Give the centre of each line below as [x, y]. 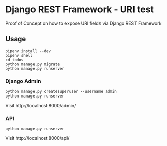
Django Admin [23, 81]
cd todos [14, 60]
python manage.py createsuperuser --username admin [61, 92]
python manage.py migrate [32, 64]
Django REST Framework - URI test [79, 9]
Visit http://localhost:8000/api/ [37, 138]
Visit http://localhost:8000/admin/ [41, 106]
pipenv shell [19, 55]
